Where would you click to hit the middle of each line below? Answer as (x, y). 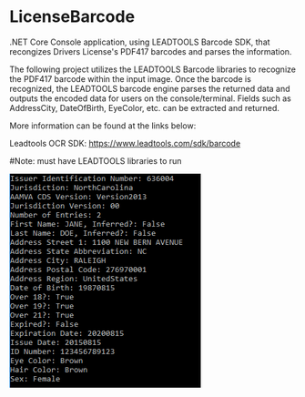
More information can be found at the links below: (103, 126)
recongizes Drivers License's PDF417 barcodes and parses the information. (151, 51)
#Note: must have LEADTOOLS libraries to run (96, 160)
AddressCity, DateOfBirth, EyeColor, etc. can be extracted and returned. (145, 107)
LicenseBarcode (72, 17)
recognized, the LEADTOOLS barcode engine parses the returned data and (150, 88)
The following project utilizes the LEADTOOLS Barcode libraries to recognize (152, 69)
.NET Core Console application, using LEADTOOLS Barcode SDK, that (140, 42)
